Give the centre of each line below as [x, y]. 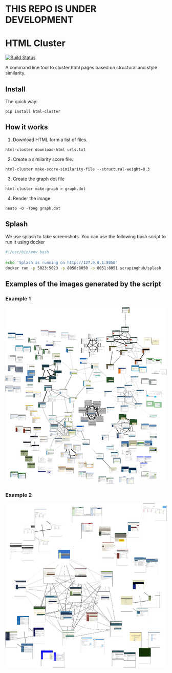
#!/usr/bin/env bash [27, 252]
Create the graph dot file [39, 179]
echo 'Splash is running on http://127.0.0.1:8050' [61, 263]
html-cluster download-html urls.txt [46, 149]
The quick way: [21, 101]
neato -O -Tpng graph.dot [33, 208]
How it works [27, 127]
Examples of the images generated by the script [83, 284]
